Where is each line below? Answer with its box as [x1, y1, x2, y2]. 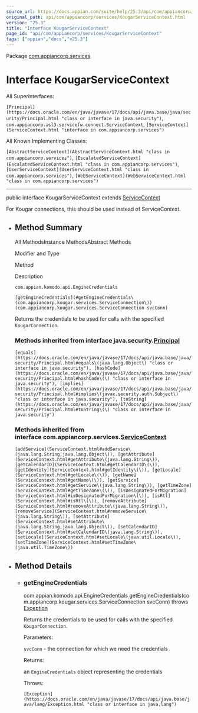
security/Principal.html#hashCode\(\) [14, 376, 110, 382]
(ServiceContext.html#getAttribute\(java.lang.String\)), [14, 457, 160, 463]
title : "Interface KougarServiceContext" [6, 25, 110, 31]
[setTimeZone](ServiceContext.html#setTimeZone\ [14, 540, 137, 546]
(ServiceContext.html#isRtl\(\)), [14, 498, 100, 504]
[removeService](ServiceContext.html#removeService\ [14, 508, 147, 515]
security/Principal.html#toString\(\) [14, 406, 110, 413]
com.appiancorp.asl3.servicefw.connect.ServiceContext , [6, 121, 146, 128]
